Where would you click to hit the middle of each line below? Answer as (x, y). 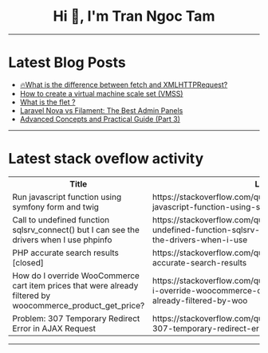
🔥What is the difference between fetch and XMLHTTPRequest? (124, 84)
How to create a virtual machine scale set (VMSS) (101, 93)
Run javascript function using (67, 197)
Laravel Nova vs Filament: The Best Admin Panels (101, 110)
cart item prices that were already (75, 285)
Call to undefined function (61, 220)
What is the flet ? (47, 102)
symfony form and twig (56, 206)
